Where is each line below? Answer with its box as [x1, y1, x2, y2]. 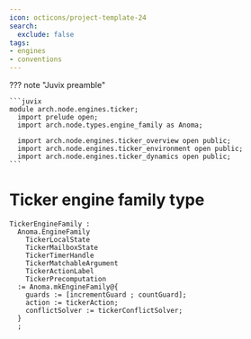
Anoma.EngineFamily [17, 227, 91, 236]
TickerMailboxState [25, 243, 99, 252]
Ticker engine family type [9, 190, 205, 210]
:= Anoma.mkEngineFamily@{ [17, 282, 119, 291]
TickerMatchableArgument [25, 258, 119, 268]
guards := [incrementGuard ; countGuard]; [25, 290, 187, 299]
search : [9, 22, 39, 31]
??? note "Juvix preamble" [9, 80, 106, 90]
